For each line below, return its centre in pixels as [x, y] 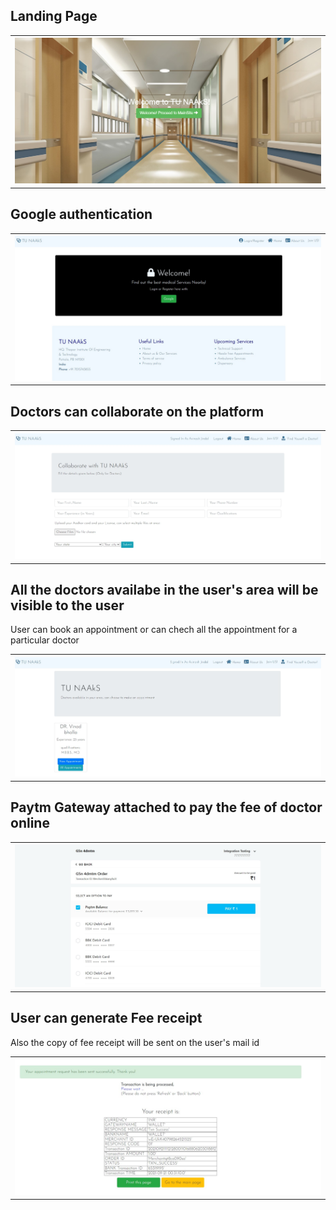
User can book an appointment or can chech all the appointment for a [154, 630]
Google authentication [81, 214]
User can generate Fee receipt [106, 1018]
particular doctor [45, 640]
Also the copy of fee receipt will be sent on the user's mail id [135, 1042]
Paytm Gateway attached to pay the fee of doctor [166, 807]
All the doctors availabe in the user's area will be [164, 589]
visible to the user [67, 605]
